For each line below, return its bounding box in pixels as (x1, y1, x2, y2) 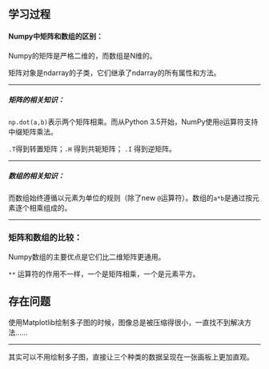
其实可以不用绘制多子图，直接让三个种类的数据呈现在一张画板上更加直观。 (8, 351, 254, 362)
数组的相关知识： (8, 171, 65, 181)
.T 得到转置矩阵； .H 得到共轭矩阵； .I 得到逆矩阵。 (8, 143, 176, 154)
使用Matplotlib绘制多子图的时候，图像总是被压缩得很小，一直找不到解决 (8, 317, 245, 327)
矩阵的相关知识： (8, 95, 65, 105)
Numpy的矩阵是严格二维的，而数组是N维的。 (8, 50, 157, 60)
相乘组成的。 (29, 203, 72, 212)
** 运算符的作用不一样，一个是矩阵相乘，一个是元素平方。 (8, 269, 200, 279)
